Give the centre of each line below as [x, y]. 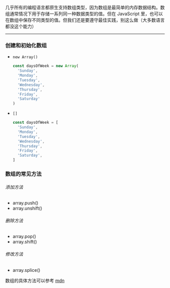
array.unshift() [27, 208]
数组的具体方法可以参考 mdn [35, 280]
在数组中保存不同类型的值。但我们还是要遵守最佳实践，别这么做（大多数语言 [85, 20]
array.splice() [26, 270]
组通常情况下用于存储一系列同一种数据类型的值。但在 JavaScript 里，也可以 [84, 14]
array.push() [26, 203]
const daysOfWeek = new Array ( [46, 66]
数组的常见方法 [24, 174]
